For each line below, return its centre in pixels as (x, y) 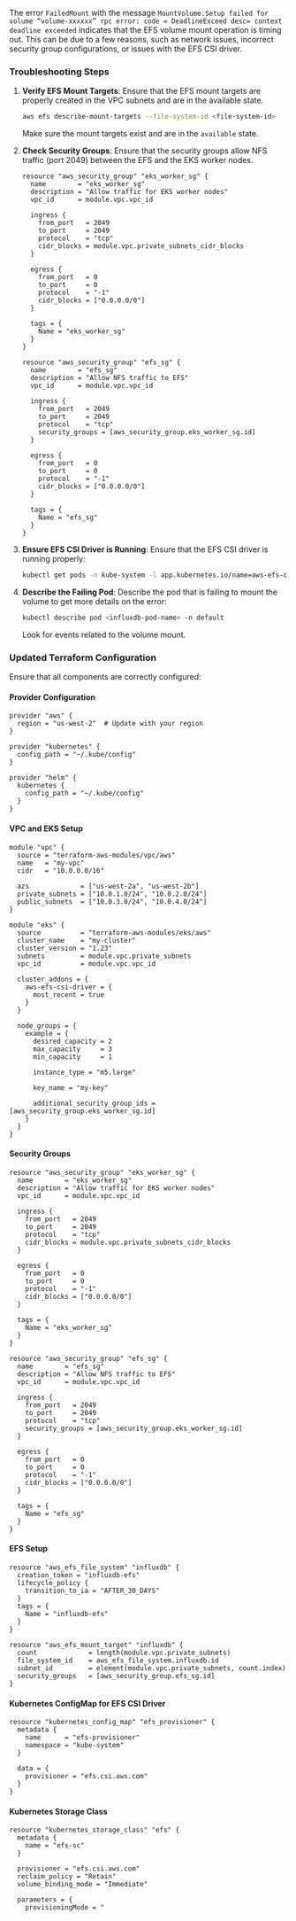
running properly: (53, 559)
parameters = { (45, 1900)
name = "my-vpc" (51, 863)
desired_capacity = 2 (72, 1041)
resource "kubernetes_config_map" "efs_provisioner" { (112, 1723)
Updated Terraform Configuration (83, 657)
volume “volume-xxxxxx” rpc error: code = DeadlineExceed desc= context (146, 21)
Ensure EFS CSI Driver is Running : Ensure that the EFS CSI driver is (145, 549)
